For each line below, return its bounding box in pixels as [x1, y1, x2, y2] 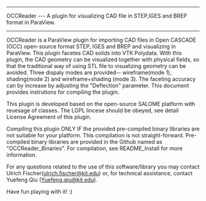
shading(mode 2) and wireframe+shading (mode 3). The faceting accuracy [6, 75, 196, 83]
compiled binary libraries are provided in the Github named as [6, 138, 162, 145]
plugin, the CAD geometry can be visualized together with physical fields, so [6, 56, 200, 63]
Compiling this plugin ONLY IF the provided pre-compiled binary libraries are [6, 125, 200, 132]
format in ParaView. [6, 19, 56, 26]
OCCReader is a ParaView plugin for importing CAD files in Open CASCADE [6, 36, 196, 44]
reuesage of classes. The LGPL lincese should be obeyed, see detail [6, 107, 179, 114]
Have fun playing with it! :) [6, 188, 72, 195]
